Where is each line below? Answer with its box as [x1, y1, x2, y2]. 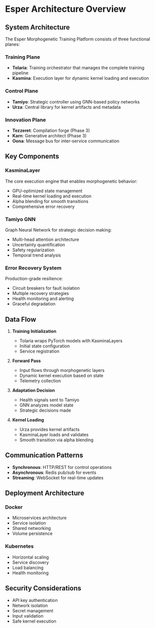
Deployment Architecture [5, 489, 84, 497]
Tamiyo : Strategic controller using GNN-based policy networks [12, 99, 140, 104]
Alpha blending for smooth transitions [12, 198, 89, 204]
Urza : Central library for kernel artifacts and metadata [12, 104, 121, 110]
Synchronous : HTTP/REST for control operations [12, 464, 112, 470]
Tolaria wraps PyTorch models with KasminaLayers [19, 337, 123, 343]
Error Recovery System [5, 264, 62, 271]
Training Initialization [12, 328, 56, 334]
